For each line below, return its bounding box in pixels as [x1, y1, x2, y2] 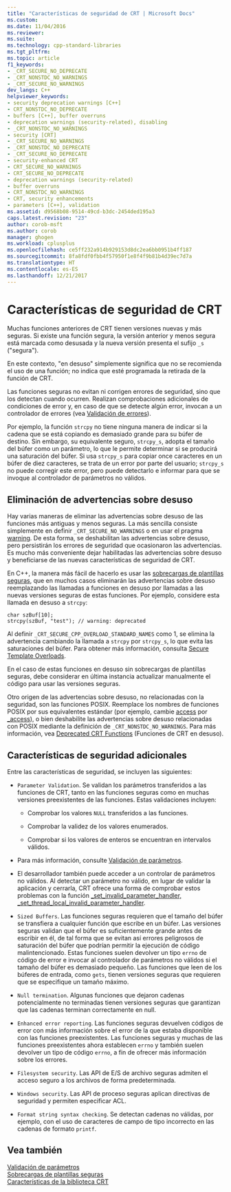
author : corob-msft [7, 221, 63, 228]
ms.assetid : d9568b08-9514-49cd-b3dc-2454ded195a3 [7, 208, 155, 215]
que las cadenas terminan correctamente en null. [16, 1006, 157, 1014]
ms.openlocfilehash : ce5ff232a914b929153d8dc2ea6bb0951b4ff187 [7, 247, 192, 254]
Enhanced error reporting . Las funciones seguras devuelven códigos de [16, 1019, 223, 1028]
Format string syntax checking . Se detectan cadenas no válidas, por [16, 1110, 214, 1118]
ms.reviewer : [7, 29, 45, 36]
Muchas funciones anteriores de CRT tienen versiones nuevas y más [7, 324, 202, 333]
